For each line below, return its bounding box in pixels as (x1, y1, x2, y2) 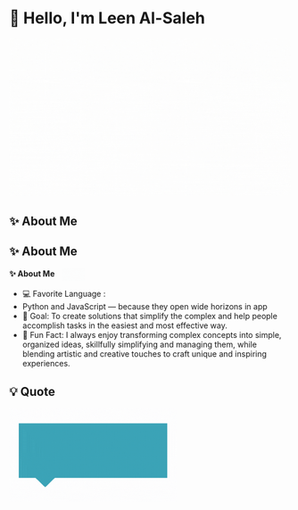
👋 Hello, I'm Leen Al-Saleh (9, 8, 205, 29)
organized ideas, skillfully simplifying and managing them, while (21, 339, 257, 350)
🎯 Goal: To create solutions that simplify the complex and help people (21, 311, 278, 322)
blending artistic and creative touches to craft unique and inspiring (21, 349, 268, 359)
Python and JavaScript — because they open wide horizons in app (21, 301, 268, 312)
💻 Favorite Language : (21, 289, 106, 300)
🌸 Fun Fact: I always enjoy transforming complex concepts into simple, (21, 330, 282, 341)
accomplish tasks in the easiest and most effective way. (21, 320, 228, 331)
